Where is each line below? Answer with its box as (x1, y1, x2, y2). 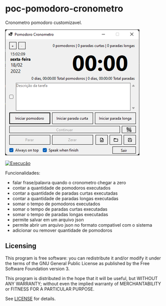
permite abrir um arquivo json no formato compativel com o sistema (12, 222, 152, 228)
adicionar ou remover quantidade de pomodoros (12, 227, 112, 233)
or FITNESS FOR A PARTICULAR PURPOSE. (5, 286, 95, 292)
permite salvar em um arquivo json (12, 217, 84, 223)
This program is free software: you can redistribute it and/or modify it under (5, 255, 161, 261)
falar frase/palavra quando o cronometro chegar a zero (12, 179, 126, 185)
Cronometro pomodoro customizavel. (5, 19, 82, 25)
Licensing (5, 242, 36, 250)
